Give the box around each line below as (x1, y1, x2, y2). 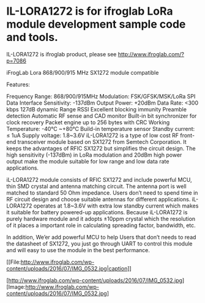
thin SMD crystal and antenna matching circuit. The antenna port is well (6, 182, 187, 190)
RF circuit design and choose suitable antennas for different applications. (6, 195, 191, 203)
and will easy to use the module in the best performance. (6, 246, 150, 253)
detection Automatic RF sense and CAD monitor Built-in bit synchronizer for (6, 112, 197, 119)
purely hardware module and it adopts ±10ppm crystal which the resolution (6, 215, 196, 222)
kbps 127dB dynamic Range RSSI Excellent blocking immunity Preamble (6, 105, 187, 113)
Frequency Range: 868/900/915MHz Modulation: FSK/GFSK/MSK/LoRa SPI (6, 92, 196, 100)
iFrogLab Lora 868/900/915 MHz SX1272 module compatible (6, 69, 159, 76)
